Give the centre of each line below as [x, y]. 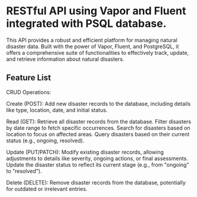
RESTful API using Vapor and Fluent [96, 11]
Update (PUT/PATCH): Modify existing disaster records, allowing [85, 152]
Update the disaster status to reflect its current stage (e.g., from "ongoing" [98, 164]
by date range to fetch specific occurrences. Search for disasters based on [98, 128]
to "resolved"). [24, 171]
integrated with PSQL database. [86, 24]
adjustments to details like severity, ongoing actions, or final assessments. [97, 158]
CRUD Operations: [29, 92]
